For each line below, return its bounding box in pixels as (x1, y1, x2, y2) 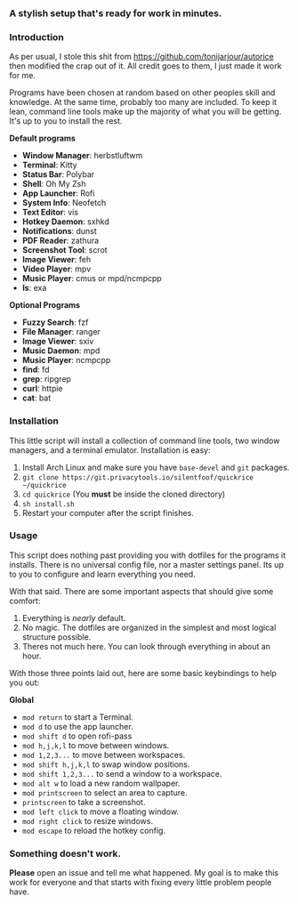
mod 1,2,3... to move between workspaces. (21, 749, 186, 760)
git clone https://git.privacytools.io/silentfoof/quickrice (21, 472, 254, 482)
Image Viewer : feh (21, 254, 92, 265)
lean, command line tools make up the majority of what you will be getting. (9, 106, 282, 117)
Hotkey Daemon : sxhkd (21, 216, 109, 227)
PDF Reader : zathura (21, 235, 100, 246)
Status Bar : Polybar (21, 169, 95, 180)
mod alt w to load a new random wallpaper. (21, 778, 181, 788)
